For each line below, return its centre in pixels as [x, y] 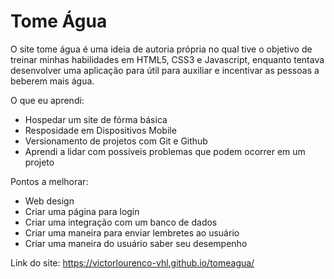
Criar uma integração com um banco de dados [121, 222]
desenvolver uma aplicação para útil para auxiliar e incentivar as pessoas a [165, 70]
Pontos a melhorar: [49, 181]
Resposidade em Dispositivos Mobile [100, 130]
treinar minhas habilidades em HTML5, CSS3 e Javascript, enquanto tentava [167, 59]
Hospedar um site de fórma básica [96, 119]
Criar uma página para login [82, 211]
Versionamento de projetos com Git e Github [116, 141]
